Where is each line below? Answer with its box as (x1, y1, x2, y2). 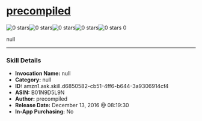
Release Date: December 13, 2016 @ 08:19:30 (14, 102, 129, 109)
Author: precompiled (14, 95, 68, 102)
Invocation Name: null (14, 70, 71, 77)
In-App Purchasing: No (14, 108, 74, 115)
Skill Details (6, 56, 41, 64)
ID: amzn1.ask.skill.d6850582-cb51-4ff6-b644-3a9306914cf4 (14, 83, 169, 90)
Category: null (14, 76, 52, 83)
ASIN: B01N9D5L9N (14, 89, 65, 96)
